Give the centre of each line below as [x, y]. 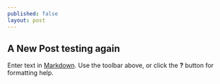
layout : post [26, 20]
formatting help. [31, 73]
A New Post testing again [64, 49]
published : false [33, 14]
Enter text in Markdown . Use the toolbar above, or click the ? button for [110, 65]
